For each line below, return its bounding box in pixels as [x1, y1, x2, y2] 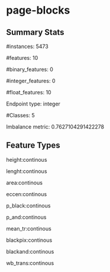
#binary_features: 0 [6, 66, 53, 73]
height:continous [6, 156, 47, 163]
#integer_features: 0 [6, 78, 56, 84]
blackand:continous [6, 248, 54, 255]
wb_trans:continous [6, 259, 54, 267]
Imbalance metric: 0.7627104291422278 [6, 123, 105, 130]
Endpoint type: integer [6, 100, 61, 107]
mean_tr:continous [6, 225, 51, 232]
